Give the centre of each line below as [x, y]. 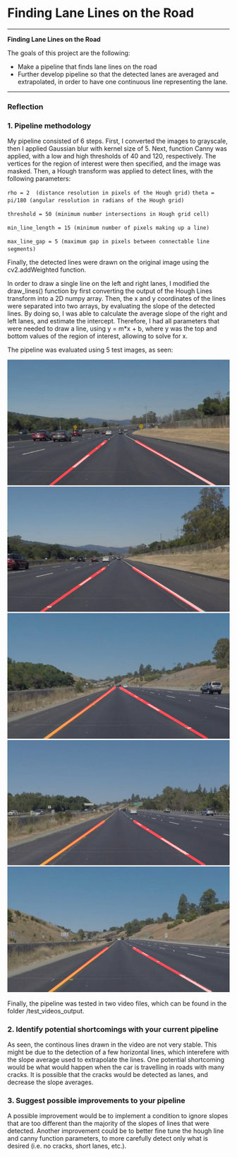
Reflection [25, 106]
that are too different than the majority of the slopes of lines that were [108, 1124]
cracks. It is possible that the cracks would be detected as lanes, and [108, 1074]
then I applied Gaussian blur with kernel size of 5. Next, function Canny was [117, 149]
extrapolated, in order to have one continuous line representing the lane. [122, 81]
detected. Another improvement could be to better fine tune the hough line [116, 1131]
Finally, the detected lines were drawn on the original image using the [108, 263]
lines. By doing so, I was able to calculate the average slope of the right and [117, 313]
